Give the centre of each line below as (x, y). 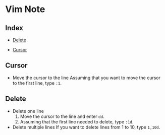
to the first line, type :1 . (37, 83)
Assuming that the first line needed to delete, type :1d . (77, 121)
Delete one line (28, 111)
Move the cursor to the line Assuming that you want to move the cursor (86, 78)
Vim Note (25, 9)
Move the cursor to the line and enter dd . (62, 116)
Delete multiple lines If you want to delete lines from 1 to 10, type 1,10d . (86, 127)
